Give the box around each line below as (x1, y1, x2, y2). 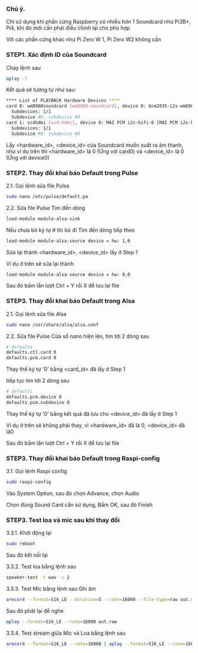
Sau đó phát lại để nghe (6, 607, 64, 614)
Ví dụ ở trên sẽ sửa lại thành (6, 260, 74, 267)
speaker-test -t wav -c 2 (6, 574, 70, 581)
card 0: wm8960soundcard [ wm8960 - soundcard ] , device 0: (6, 103, 146, 109)
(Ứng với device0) (6, 154, 50, 161)
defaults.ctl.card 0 (6, 350, 57, 355)
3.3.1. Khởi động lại (6, 529, 52, 536)
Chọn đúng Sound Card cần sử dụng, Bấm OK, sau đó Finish (6, 501, 153, 508)
